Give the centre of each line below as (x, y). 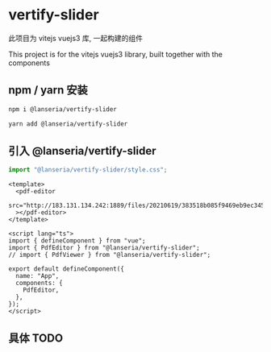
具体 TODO (35, 338)
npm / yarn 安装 (48, 90)
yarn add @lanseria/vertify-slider (68, 124)
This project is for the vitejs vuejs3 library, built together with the (116, 54)
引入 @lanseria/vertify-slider (82, 151)
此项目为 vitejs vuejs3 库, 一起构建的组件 (76, 38)
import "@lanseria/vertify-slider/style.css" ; (88, 170)
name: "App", (38, 276)
